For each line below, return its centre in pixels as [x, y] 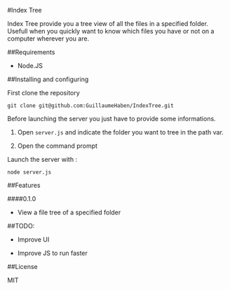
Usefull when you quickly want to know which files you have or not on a [111, 31]
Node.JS [30, 65]
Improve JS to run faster [52, 253]
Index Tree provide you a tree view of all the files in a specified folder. [108, 23]
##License [23, 267]
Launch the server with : [42, 159]
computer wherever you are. [48, 39]
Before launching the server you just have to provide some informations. [111, 119]
